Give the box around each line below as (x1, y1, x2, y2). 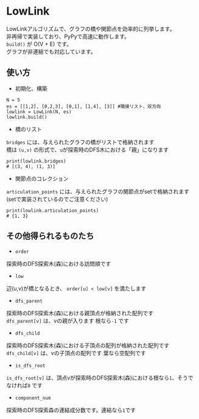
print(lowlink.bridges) (6, 158, 67, 164)
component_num (15, 395, 51, 401)
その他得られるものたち (6, 231, 94, 241)
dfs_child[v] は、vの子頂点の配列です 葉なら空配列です (6, 349, 146, 356)
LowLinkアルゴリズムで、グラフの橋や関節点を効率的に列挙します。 (6, 25, 175, 32)
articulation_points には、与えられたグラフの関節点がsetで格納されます (6, 187, 190, 195)
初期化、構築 (15, 85, 47, 92)
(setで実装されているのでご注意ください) (6, 195, 108, 203)
